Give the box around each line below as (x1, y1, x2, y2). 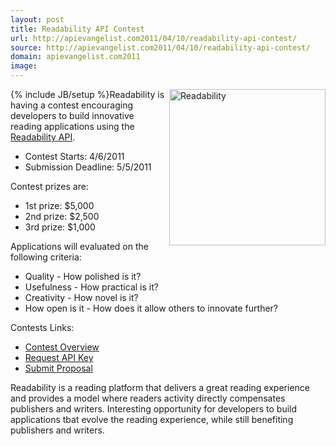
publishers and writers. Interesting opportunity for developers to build (10, 403, 298, 415)
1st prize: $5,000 (24, 200, 95, 211)
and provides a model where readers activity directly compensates (10, 392, 286, 404)
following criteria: (10, 251, 82, 263)
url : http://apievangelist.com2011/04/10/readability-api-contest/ (10, 33, 298, 43)
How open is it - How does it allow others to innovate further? (24, 302, 279, 314)
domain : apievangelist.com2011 (10, 52, 141, 62)
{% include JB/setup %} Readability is (10, 89, 165, 100)
